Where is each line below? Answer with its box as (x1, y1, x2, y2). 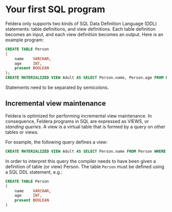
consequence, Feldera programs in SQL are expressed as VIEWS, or (5, 118, 149, 124)
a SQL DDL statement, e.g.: (5, 169, 63, 175)
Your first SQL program (5, 4, 105, 15)
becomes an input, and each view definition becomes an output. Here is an (5, 31, 164, 37)
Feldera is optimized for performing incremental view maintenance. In (5, 112, 152, 119)
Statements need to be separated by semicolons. (5, 84, 109, 90)
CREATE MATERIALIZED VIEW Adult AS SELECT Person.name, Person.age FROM (5, 75, 164, 80)
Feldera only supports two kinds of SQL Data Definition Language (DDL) (5, 20, 157, 27)
